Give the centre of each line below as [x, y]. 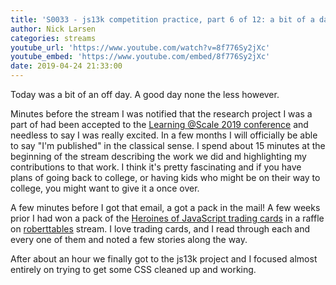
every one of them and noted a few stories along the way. [129, 239]
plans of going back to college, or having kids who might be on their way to [165, 177]
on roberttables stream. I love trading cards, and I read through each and [160, 229]
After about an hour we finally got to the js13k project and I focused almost [164, 259]
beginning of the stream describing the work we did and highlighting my [158, 156]
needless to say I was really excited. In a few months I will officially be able [164, 135]
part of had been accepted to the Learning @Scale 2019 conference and [159, 124]
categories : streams [53, 38]
